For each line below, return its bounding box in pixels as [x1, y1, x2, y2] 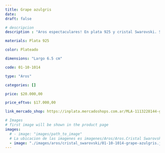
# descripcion [5, 25, 34, 30]
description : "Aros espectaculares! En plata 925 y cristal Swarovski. [5, 30, 157, 35]
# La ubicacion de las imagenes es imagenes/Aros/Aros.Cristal [9, 136, 141, 141]
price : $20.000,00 [5, 91, 43, 96]
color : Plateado [5, 47, 38, 52]
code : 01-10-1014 [5, 65, 41, 70]
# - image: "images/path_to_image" [9, 131, 82, 136]
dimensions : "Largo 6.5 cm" [5, 56, 63, 61]
